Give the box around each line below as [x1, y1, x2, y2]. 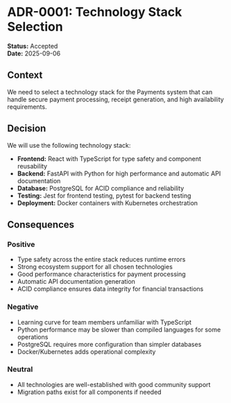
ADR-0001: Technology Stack [7, 4, 182, 20]
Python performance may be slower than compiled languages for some [17, 325, 221, 334]
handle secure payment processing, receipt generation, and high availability [7, 95, 224, 103]
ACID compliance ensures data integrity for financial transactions [17, 285, 204, 293]
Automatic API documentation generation [17, 277, 135, 286]
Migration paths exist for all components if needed [17, 388, 162, 396]
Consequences [7, 218, 75, 230]
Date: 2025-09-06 [7, 49, 61, 58]
